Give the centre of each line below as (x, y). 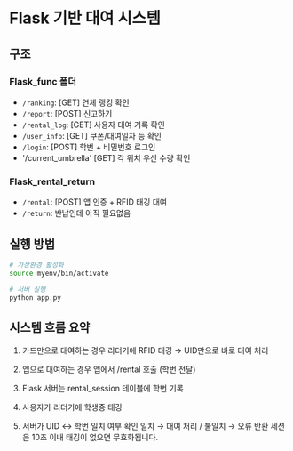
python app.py (36, 298)
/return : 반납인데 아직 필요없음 (76, 213)
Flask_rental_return (52, 181)
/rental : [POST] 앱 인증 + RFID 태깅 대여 (94, 202)
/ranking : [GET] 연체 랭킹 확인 (76, 102)
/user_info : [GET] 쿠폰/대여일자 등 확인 (92, 135)
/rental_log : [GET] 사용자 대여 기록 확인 (94, 125)
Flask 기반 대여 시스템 (85, 18)
